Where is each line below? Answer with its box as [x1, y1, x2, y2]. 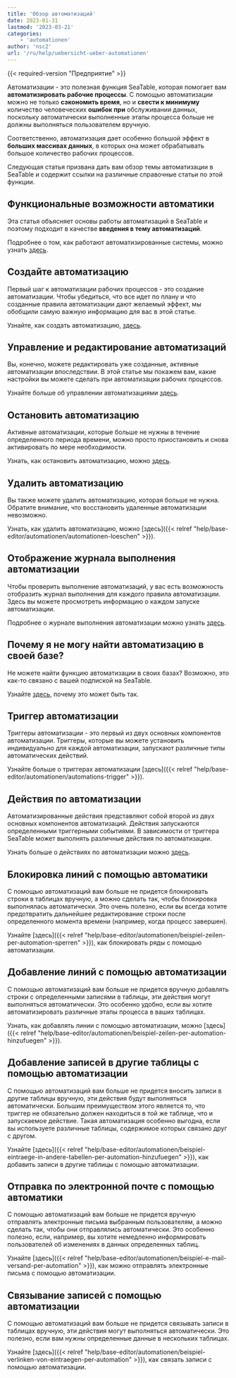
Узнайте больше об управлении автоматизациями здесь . [7, 389, 180, 397]
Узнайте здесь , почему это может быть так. [7, 690, 139, 698]
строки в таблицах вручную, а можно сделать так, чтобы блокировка [7, 894, 217, 903]
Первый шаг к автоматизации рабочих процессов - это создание [7, 284, 204, 293]
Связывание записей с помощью [7, 1289, 162, 1301]
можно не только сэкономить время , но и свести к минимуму [7, 97, 200, 106]
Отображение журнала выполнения [7, 552, 176, 565]
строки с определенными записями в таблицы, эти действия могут [7, 993, 211, 1001]
